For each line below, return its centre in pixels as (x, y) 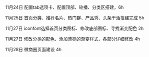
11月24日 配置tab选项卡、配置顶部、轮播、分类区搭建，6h (64, 7)
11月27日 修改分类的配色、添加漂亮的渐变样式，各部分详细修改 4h (73, 39)
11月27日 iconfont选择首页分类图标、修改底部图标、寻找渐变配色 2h (74, 28)
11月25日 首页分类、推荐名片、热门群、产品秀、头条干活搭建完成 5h (75, 18)
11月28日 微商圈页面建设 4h (33, 49)
